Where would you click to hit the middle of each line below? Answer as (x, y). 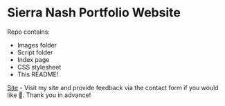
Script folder (35, 52)
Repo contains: (29, 32)
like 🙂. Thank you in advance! (49, 95)
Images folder (37, 45)
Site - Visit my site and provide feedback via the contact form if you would (113, 87)
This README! (38, 74)
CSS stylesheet (39, 67)
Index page (33, 59)
